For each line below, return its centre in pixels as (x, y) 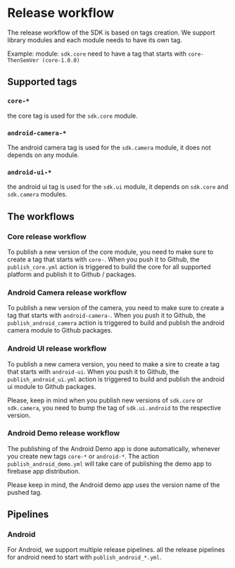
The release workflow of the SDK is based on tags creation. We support (112, 32)
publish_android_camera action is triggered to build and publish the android (116, 323)
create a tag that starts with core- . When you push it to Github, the (103, 259)
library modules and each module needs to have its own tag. (95, 39)
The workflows (41, 216)
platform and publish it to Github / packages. (72, 274)
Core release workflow (47, 236)
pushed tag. (25, 492)
